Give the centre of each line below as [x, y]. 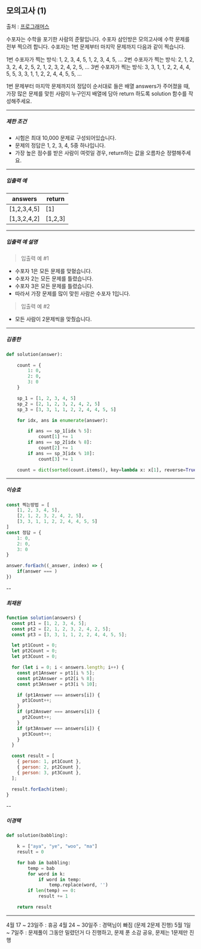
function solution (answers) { [44, 618]
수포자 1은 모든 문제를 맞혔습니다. [54, 271]
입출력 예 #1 [35, 258]
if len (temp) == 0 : [52, 891]
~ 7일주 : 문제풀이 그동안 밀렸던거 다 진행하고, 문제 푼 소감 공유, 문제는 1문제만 [97, 932]
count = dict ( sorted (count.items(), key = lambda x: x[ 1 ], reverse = [101, 470]
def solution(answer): [34, 354]
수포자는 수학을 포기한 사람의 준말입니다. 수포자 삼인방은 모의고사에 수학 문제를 [98, 39]
